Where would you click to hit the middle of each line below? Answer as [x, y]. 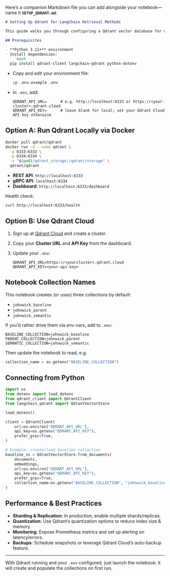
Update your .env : [31, 253]
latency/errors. [28, 537]
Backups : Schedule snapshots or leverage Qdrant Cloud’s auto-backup [87, 543]
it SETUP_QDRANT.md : [37, 13]
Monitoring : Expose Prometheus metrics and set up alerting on [78, 532]
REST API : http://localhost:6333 [48, 176]
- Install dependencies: [31, 54]
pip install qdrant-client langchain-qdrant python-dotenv [73, 64]
